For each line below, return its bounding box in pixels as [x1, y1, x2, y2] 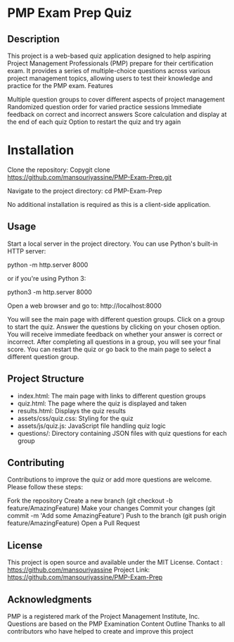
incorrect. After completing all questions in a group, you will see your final [7, 337, 221, 346]
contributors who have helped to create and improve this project [7, 627, 194, 635]
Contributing [7, 456, 65, 469]
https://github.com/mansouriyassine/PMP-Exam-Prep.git [7, 172, 172, 181]
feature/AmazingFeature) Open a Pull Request [7, 519, 141, 527]
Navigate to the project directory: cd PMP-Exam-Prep [7, 187, 162, 195]
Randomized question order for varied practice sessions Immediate [7, 103, 202, 111]
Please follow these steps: [7, 483, 83, 491]
